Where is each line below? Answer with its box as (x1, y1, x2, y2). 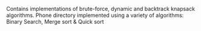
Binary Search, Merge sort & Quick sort (6, 18, 104, 25)
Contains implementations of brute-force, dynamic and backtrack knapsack (6, 5, 196, 12)
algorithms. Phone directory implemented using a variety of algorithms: (6, 12, 184, 19)
